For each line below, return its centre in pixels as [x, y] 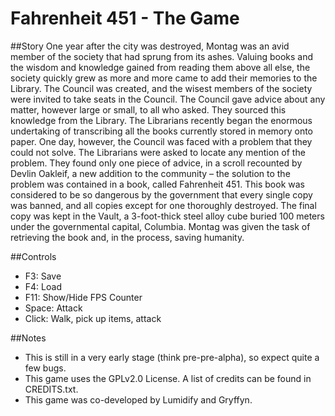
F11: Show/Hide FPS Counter [83, 297]
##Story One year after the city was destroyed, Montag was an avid [150, 46]
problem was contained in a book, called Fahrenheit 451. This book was [157, 184]
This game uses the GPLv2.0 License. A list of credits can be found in [168, 378]
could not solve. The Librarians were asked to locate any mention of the [158, 152]
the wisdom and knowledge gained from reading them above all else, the [160, 67]
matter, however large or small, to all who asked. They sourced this [148, 109]
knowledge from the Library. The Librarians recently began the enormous [161, 120]
